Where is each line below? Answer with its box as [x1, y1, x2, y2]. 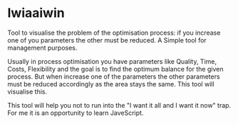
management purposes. [7, 43, 78, 52]
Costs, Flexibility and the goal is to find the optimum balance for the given [7, 64, 224, 73]
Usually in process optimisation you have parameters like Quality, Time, [7, 57, 217, 65]
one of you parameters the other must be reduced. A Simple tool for [7, 35, 207, 44]
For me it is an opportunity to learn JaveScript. [7, 108, 144, 117]
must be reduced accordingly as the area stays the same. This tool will [7, 79, 215, 88]
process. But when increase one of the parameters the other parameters [7, 72, 220, 81]
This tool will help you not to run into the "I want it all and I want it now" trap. [7, 101, 232, 109]
